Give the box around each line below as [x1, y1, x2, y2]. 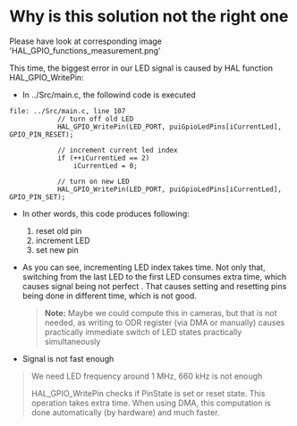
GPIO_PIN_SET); [9, 192, 66, 202]
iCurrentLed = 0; [72, 161, 139, 171]
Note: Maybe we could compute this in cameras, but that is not [44, 307, 277, 318]
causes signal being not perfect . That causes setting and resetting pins [21, 280, 287, 291]
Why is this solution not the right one [9, 6, 289, 27]
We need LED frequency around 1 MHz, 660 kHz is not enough [30, 371, 263, 381]
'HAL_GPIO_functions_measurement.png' [9, 45, 161, 55]
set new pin [35, 244, 79, 255]
